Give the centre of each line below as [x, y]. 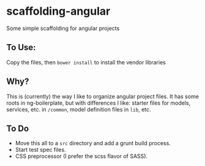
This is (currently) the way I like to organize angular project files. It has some [102, 96]
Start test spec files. [40, 150]
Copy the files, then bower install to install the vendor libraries [86, 62]
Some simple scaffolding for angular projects [63, 28]
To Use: [21, 47]
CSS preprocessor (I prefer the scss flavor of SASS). [81, 156]
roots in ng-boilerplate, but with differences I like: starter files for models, [99, 103]
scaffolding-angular [58, 11]
